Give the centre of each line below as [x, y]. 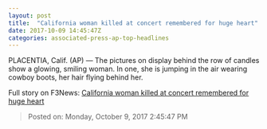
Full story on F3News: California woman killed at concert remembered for [129, 93]
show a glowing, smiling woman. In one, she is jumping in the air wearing [128, 69]
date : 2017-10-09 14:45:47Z [55, 30]
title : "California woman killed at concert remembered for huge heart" [133, 23]
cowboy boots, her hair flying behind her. [76, 77]
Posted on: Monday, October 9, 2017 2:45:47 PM [108, 117]
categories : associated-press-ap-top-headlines [89, 38]
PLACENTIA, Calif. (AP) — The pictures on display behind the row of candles [134, 61]
